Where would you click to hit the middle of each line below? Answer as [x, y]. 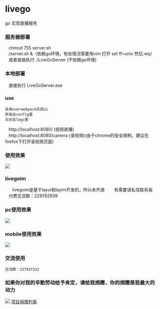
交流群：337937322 [22, 269]
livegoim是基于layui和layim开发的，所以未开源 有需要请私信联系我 [82, 190]
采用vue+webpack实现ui [27, 109]
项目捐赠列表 [24, 302]
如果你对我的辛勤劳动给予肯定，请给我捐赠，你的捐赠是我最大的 [80, 283]
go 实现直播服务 [21, 23]
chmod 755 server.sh [30, 48]
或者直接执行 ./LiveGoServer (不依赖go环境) [52, 60]
